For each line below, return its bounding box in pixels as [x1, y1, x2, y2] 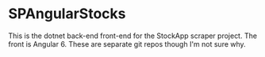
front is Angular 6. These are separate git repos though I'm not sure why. [8, 39, 246, 48]
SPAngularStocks [8, 5, 126, 23]
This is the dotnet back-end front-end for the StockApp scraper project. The [8, 31, 258, 40]
